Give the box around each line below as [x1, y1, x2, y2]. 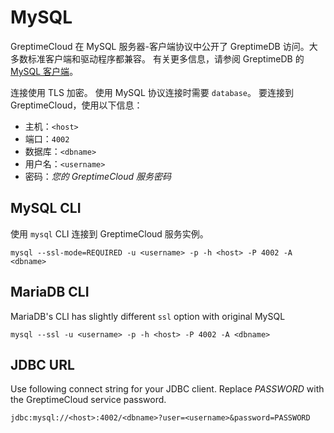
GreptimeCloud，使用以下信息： [10, 99, 143, 111]
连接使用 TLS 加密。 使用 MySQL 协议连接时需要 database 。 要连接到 [10, 86, 294, 98]
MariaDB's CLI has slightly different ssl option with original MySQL [10, 310, 286, 322]
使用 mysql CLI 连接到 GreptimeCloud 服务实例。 [10, 227, 209, 240]
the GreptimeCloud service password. [10, 394, 167, 406]
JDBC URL [10, 356, 75, 373]
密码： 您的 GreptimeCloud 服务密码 [24, 170, 172, 182]
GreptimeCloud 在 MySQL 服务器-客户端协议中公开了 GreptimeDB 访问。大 [10, 40, 318, 52]
